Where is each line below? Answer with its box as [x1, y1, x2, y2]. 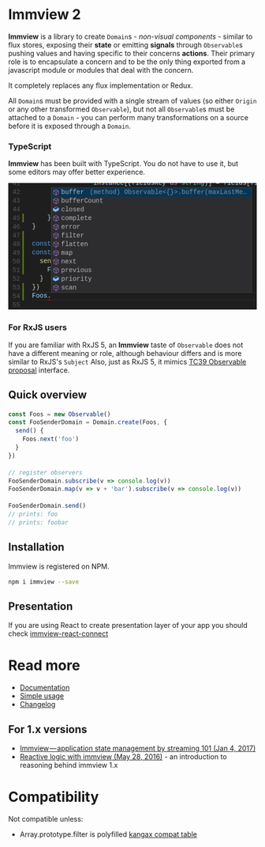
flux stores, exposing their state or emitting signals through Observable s [8, 40, 243, 49]
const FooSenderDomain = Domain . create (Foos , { [8, 418, 168, 426]
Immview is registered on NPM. [8, 562, 110, 571]
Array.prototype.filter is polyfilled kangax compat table [19, 829, 197, 839]
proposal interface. [8, 365, 70, 375]
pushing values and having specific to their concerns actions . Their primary [8, 48, 255, 58]
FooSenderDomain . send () [8, 502, 87, 510]
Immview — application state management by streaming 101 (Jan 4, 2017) [19, 743, 256, 753]
